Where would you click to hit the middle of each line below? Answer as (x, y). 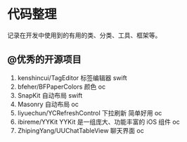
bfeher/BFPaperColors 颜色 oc (62, 86)
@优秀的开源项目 (45, 59)
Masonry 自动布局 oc (48, 104)
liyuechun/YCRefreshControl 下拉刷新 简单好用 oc (90, 112)
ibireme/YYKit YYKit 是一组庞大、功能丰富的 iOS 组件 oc (99, 122)
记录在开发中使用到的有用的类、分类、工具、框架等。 (84, 35)
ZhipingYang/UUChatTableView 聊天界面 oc (80, 130)
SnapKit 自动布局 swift (50, 95)
